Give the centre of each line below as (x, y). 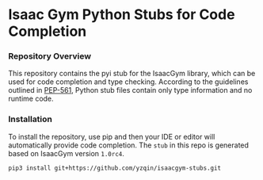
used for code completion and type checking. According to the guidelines (128, 82)
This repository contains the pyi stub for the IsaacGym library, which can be (132, 74)
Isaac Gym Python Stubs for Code (122, 15)
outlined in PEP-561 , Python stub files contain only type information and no (130, 90)
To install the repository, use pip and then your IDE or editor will (112, 136)
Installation (30, 119)
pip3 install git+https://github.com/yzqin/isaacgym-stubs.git (115, 168)
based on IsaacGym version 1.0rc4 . (67, 153)
